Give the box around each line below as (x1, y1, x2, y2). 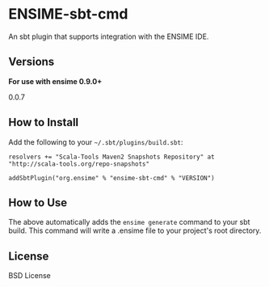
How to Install (8, 116, 79, 129)
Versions (8, 55, 55, 69)
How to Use (8, 196, 68, 209)
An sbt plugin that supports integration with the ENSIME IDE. (8, 32, 209, 41)
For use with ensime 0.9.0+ (8, 76, 103, 86)
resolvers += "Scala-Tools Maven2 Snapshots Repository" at (8, 153, 216, 161)
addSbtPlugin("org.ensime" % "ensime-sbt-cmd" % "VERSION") (8, 174, 216, 182)
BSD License (8, 271, 51, 281)
